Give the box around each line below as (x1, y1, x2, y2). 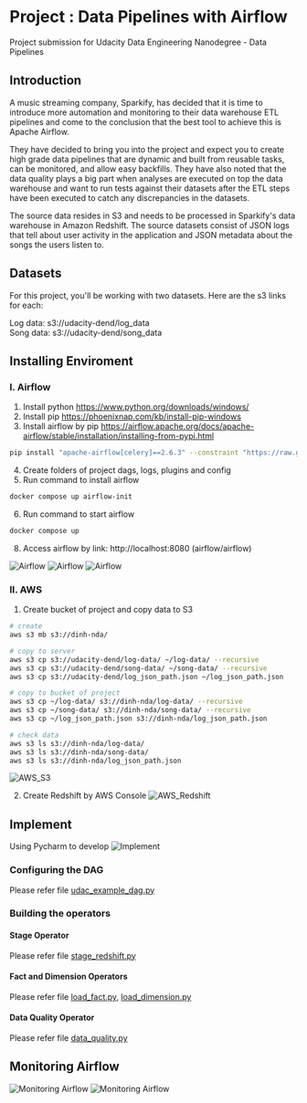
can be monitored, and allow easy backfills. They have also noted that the (9, 163, 287, 174)
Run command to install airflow (22, 475, 140, 486)
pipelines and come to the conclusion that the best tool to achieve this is (9, 116, 281, 127)
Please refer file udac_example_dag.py (9, 884, 155, 896)
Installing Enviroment (9, 353, 134, 369)
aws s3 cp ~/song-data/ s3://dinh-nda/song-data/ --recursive (9, 706, 251, 715)
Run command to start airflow (22, 509, 135, 520)
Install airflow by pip (22, 421, 99, 432)
